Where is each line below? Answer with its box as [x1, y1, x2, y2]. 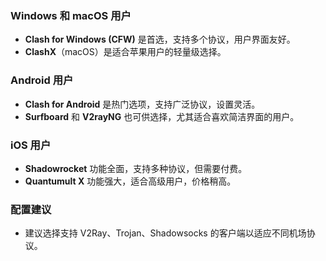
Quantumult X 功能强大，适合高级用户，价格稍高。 [24, 175, 237, 187]
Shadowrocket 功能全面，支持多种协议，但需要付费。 [24, 162, 248, 174]
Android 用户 [10, 73, 74, 87]
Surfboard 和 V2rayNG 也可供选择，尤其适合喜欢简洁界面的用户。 [24, 110, 300, 122]
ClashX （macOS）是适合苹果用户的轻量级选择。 [24, 46, 227, 58]
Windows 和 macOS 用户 [10, 8, 132, 22]
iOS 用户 [10, 138, 52, 152]
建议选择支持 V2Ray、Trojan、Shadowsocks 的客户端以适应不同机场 [24, 227, 307, 239]
